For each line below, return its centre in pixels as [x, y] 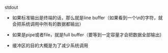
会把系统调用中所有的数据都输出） [48, 24]
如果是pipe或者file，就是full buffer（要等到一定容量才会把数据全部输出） [88, 35]
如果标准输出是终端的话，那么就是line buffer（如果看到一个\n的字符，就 [87, 18]
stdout [11, 7]
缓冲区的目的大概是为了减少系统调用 [50, 45]
